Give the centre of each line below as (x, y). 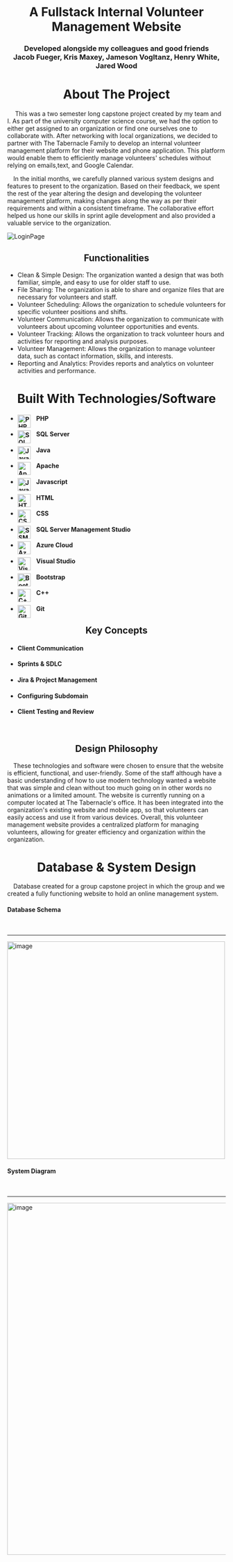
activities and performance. (57, 370)
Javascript (52, 482)
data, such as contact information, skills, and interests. (95, 356)
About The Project (116, 95)
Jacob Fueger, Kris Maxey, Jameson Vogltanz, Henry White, (116, 58)
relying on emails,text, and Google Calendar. (70, 165)
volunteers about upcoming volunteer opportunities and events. (108, 326)
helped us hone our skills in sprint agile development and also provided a (112, 216)
